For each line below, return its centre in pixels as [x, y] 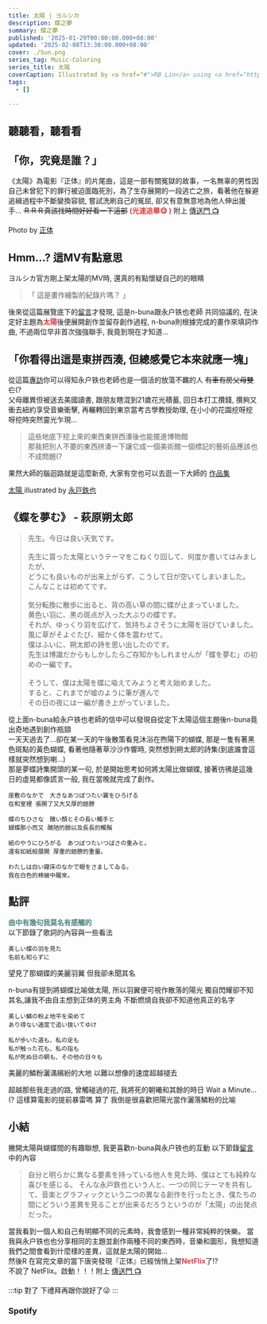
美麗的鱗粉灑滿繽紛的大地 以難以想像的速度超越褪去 [93, 1072]
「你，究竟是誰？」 [55, 161]
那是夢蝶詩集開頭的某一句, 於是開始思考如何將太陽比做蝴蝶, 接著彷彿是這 [127, 769]
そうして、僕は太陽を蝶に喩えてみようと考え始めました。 [121, 682]
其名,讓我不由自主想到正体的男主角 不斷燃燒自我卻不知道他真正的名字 [122, 1000]
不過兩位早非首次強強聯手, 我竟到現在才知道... [94, 332]
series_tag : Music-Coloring [55, 60]
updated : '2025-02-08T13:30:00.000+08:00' [79, 45]
